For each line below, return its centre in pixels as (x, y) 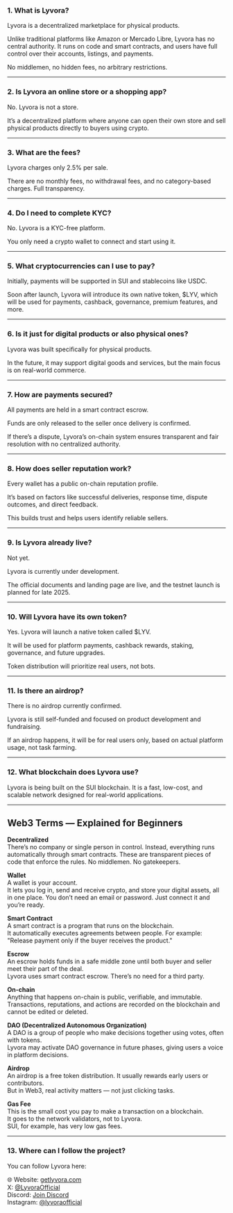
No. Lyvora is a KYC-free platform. (56, 228)
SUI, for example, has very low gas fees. (65, 1126)
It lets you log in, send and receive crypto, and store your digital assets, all (113, 890)
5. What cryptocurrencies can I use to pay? (81, 266)
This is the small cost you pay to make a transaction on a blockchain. (105, 1111)
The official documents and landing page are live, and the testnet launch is (114, 585)
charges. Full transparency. (46, 188)
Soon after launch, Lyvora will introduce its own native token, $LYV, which (113, 295)
